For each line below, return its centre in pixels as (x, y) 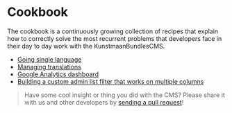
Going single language (49, 59)
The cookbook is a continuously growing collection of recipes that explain (113, 31)
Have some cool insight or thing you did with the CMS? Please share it (125, 95)
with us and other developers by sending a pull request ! (104, 102)
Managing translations (49, 67)
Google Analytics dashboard (58, 74)
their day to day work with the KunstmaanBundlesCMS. (86, 46)
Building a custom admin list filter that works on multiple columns (110, 81)
